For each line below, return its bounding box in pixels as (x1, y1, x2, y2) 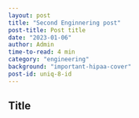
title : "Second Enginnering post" (8, 19, 122, 27)
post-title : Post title (8, 26, 86, 34)
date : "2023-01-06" (8, 33, 72, 42)
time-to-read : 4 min (8, 48, 76, 56)
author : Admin (8, 41, 55, 49)
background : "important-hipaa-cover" (8, 63, 132, 71)
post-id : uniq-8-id (8, 70, 72, 78)
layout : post (8, 11, 51, 20)
